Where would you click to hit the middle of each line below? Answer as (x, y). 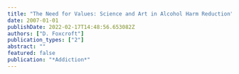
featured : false (31, 54)
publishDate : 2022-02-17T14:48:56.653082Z (71, 27)
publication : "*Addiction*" (49, 60)
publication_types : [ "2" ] (46, 40)
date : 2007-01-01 (33, 20)
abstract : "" (27, 47)
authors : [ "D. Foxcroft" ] (46, 33)
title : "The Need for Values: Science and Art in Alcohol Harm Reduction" (121, 14)
